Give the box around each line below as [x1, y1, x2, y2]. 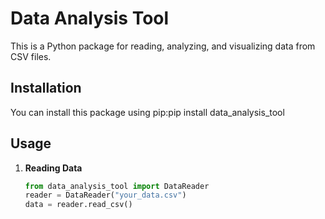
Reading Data [24, 162, 83, 174]
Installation [10, 80, 82, 97]
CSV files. [10, 50, 52, 62]
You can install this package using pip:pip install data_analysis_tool [10, 106, 285, 118]
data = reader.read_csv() [24, 200, 133, 210]
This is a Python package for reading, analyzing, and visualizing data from [10, 40, 316, 52]
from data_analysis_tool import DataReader [24, 181, 210, 191]
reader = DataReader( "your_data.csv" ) [24, 190, 187, 201]
